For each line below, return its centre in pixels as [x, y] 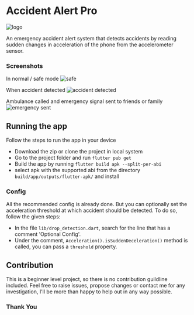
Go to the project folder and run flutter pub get [73, 158]
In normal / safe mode [33, 79]
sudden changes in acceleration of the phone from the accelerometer [90, 44]
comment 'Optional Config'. [48, 234]
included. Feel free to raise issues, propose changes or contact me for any [96, 286]
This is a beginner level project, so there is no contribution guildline [87, 279]
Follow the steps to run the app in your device [61, 140]
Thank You [22, 307]
